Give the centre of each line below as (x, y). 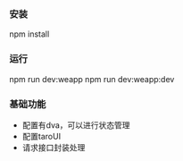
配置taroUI (41, 136)
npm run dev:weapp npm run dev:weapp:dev (92, 79)
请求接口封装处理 (54, 147)
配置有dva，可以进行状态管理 (76, 125)
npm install (29, 34)
